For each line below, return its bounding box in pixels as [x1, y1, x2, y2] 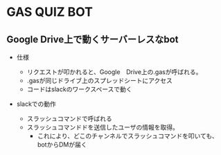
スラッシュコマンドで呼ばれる [26, 115, 112, 122]
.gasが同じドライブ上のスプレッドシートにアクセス [26, 77, 173, 84]
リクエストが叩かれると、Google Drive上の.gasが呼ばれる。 [26, 68, 202, 76]
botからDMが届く [37, 140, 87, 149]
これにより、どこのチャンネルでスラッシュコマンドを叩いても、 [37, 132, 219, 140]
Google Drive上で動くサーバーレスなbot [6, 33, 179, 45]
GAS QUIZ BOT [6, 4, 93, 20]
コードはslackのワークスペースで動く [26, 85, 132, 93]
